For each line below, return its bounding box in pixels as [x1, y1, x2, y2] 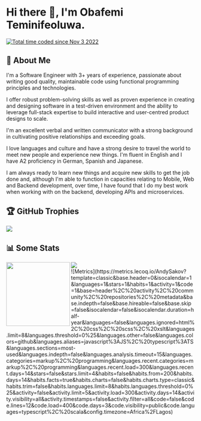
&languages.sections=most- [6, 345, 76, 352]
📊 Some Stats [6, 243, 60, 253]
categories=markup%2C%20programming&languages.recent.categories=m [6, 357, 194, 365]
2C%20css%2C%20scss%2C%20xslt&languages [71, 326, 195, 333]
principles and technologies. [6, 84, 77, 91]
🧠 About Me [6, 55, 51, 65]
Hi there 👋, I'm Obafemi [6, 5, 124, 19]
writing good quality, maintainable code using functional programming [6, 77, 179, 85]
